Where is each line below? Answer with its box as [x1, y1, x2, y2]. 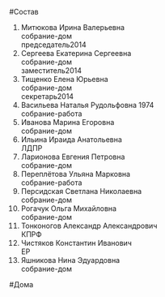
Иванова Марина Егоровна [20, 118, 115, 127]
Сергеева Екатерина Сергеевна [20, 49, 132, 58]
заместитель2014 [20, 66, 82, 75]
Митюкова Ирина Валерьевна [20, 23, 125, 32]
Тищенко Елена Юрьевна [20, 75, 108, 84]
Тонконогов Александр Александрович [20, 221, 158, 230]
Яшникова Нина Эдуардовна [20, 256, 121, 265]
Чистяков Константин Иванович [20, 239, 133, 247]
